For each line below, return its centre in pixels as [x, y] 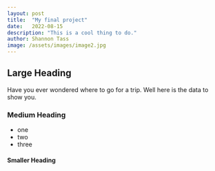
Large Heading [39, 73]
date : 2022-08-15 [35, 26]
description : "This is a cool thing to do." [72, 33]
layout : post [26, 13]
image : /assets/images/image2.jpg [57, 45]
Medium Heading [37, 115]
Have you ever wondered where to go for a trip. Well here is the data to [108, 89]
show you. [22, 97]
